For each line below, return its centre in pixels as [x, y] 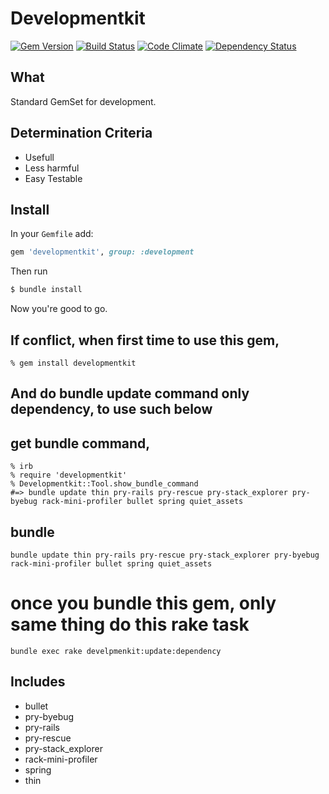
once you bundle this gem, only [143, 603]
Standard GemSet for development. [83, 101]
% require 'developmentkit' [69, 475]
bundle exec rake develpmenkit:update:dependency [116, 651]
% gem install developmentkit [73, 363]
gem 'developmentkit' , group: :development [102, 252]
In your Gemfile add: [52, 234]
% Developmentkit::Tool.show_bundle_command [104, 484]
